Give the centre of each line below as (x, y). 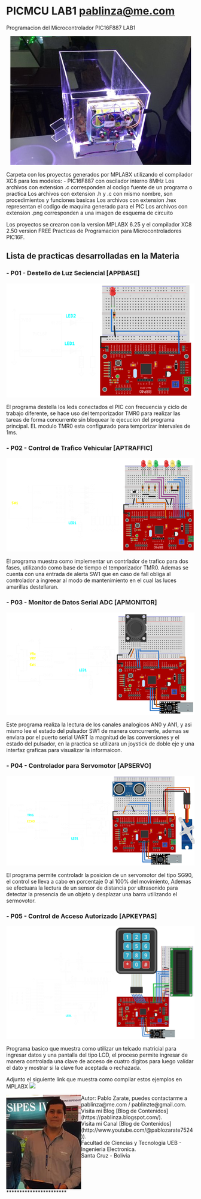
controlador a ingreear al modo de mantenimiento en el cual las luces (91, 580)
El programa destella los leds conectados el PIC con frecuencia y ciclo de (97, 407)
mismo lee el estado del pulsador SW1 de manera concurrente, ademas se (98, 731)
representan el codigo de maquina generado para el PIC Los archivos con (97, 206)
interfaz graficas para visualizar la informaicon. (64, 750)
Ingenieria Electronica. (109, 1149)
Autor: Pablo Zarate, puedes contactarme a (134, 1098)
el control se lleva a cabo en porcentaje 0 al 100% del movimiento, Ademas (99, 882)
